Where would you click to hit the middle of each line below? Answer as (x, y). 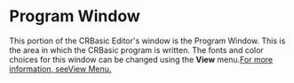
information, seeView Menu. (60, 69)
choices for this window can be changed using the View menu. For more (141, 59)
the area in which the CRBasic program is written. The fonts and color (136, 49)
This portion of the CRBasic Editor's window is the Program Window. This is (147, 41)
